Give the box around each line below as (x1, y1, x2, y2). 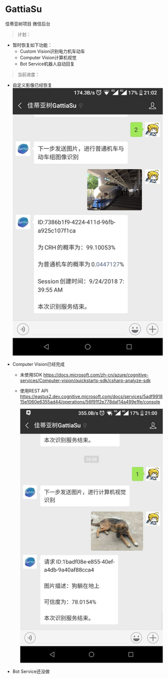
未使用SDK (19, 372, 42, 378)
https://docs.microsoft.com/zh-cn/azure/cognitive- (43, 372, 149, 378)
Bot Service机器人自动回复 (19, 61, 75, 67)
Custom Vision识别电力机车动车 (19, 48, 85, 54)
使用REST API (19, 387, 48, 394)
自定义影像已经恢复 (12, 82, 52, 88)
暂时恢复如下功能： (12, 42, 52, 48)
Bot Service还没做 (12, 668, 50, 674)
